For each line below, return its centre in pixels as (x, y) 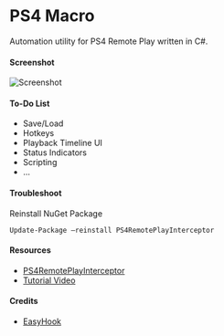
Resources (31, 250)
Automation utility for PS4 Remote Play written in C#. (109, 41)
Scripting (40, 163)
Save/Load (43, 123)
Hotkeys (38, 133)
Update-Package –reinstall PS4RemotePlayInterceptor (112, 230)
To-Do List (30, 103)
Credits (24, 301)
